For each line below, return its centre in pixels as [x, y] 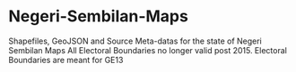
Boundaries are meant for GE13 [66, 60]
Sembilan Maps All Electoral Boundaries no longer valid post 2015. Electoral [148, 50]
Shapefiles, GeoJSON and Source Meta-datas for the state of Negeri [135, 41]
